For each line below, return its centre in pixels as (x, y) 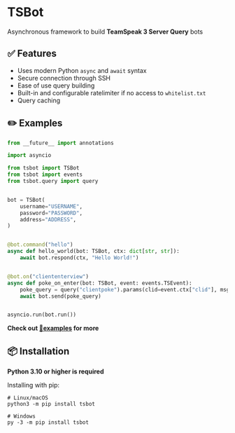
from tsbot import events (45, 175)
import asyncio (29, 156)
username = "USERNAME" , (51, 206)
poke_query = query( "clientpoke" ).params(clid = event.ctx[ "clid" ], (119, 289)
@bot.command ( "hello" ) (40, 245)
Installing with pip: (34, 385)
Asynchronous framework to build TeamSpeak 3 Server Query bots (105, 32)
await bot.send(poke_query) (60, 296)
